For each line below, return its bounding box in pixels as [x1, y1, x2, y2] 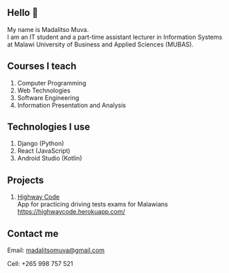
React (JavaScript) [17, 147, 71, 155]
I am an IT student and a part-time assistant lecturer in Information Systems [7, 33, 223, 41]
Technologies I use [7, 121, 91, 133]
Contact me [7, 227, 59, 240]
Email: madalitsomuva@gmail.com [7, 246, 105, 254]
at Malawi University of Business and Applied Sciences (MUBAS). [7, 40, 194, 49]
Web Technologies [17, 86, 71, 94]
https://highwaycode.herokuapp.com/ [17, 208, 126, 216]
